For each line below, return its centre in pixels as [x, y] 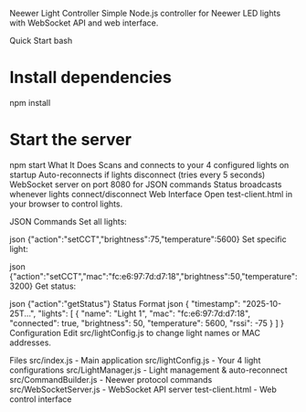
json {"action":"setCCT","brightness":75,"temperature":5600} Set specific [148, 239]
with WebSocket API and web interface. [84, 23]
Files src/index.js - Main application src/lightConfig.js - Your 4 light [135, 360]
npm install [30, 102]
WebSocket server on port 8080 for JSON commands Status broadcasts [146, 184]
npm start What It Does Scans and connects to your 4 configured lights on [149, 164]
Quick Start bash [41, 41]
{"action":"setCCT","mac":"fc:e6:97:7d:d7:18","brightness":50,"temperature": [153, 276]
